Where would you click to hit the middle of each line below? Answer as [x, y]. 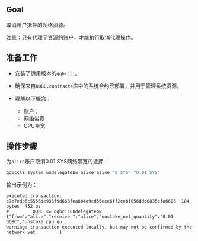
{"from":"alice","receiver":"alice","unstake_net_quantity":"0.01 [90, 217]
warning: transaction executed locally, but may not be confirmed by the [99, 227]
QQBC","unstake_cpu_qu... [38, 222]
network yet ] [34, 232]
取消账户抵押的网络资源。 [37, 25]
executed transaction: [34, 196]
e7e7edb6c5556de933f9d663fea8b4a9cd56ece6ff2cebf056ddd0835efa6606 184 [98, 201]
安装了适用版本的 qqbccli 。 [47, 73]
